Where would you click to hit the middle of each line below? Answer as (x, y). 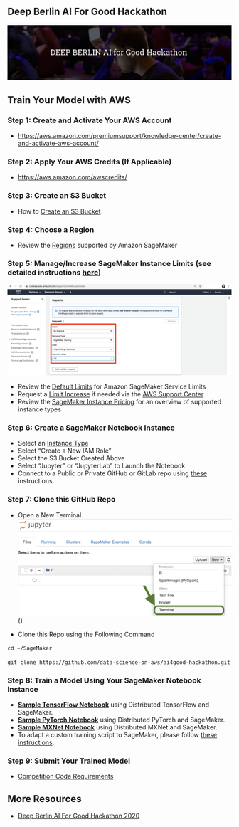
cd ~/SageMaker (30, 648)
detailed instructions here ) (54, 272)
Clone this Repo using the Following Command (86, 634)
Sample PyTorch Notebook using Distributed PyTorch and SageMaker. (121, 720)
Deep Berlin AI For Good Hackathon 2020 (79, 816)
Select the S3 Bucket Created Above (71, 458)
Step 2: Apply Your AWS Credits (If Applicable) (90, 162)
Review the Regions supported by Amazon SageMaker (97, 246)
